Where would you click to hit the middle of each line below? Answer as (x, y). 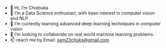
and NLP (19, 18)
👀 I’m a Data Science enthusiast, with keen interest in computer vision (82, 13)
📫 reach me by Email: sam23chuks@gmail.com (60, 40)
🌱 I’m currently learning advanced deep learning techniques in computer (85, 23)
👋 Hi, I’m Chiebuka (29, 8)
